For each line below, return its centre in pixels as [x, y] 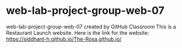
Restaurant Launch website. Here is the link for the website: [78, 32]
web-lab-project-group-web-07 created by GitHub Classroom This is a [91, 27]
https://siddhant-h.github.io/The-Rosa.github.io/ [64, 39]
